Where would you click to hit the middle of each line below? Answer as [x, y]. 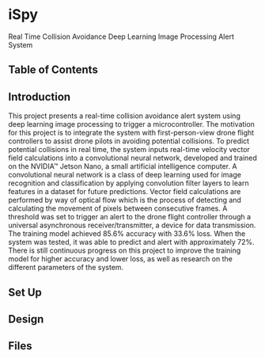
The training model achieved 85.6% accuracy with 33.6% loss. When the [127, 234]
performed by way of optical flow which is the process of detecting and [125, 200]
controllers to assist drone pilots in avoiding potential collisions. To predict [129, 141]
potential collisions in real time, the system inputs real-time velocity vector [129, 150]
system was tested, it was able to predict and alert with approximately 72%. [131, 242]
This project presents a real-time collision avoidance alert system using [125, 116]
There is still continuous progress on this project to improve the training [125, 250]
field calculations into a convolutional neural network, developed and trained [132, 158]
